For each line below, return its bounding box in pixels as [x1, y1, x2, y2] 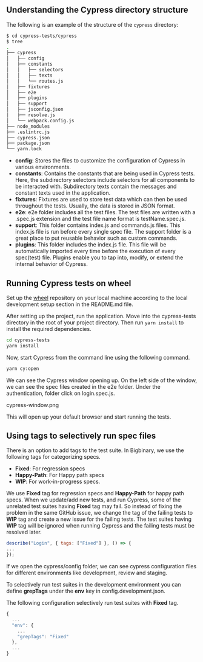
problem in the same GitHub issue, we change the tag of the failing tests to [6, 509, 193, 517]
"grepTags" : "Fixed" [17, 633, 69, 639]
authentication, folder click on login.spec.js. [6, 389, 115, 397]
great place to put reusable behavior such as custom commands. [15, 234, 178, 242]
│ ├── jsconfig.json [6, 106, 64, 113]
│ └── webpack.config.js [6, 117, 75, 124]
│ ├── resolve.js [6, 112, 56, 118]
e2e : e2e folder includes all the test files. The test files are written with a [15, 209, 196, 216]
